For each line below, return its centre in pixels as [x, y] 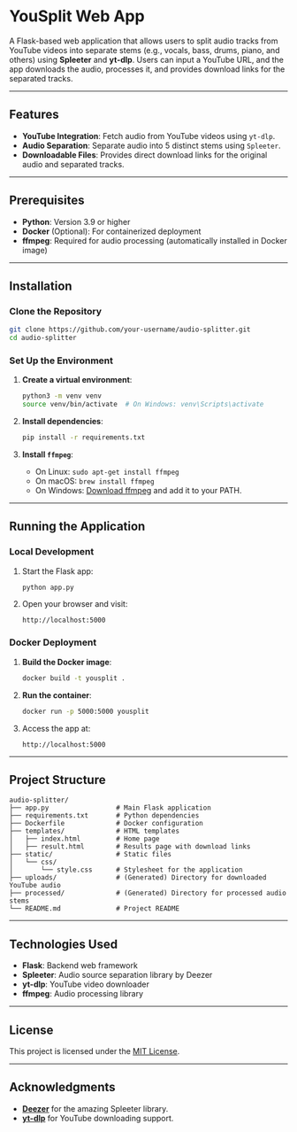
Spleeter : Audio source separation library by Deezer [117, 975]
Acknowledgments [63, 1087]
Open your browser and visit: [75, 604]
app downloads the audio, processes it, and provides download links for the [147, 69]
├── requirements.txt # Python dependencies [104, 816]
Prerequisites [47, 201]
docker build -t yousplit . [73, 678]
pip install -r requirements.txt [84, 438]
